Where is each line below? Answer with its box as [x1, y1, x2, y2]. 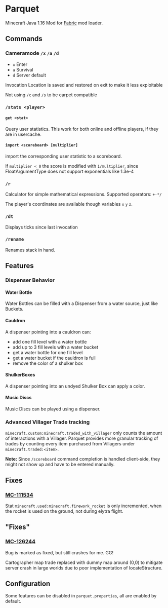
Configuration [5, 580, 51, 588]
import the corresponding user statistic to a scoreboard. [5, 153, 122, 159]
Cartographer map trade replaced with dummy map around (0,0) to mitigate [5, 559, 163, 565]
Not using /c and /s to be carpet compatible [5, 92, 98, 98]
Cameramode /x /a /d [5, 50, 59, 57]
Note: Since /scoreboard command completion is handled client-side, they [5, 456, 160, 462]
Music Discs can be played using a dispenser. [5, 406, 101, 412]
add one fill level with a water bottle [12, 338, 87, 345]
